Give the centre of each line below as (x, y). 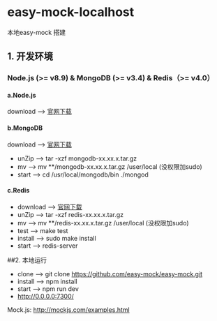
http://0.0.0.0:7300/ (46, 296)
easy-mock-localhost (71, 12)
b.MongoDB (25, 128)
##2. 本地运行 (27, 260)
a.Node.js (22, 95)
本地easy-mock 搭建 (37, 32)
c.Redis (18, 191)
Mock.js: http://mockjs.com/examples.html (69, 309)
